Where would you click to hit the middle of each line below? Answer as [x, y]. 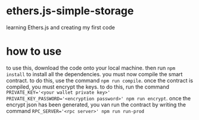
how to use [34, 51]
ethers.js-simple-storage [70, 11]
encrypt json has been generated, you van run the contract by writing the [96, 105]
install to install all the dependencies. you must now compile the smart [94, 74]
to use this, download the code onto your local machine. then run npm [91, 68]
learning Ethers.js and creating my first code [60, 27]
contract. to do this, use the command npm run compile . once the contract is [100, 80]
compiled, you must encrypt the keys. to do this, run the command [88, 87]
